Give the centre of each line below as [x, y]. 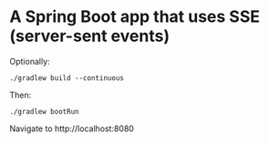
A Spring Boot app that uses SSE [135, 17]
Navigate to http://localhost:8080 [72, 128]
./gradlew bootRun [44, 111]
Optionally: [30, 61]
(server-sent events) [90, 36]
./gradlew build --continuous [67, 78]
